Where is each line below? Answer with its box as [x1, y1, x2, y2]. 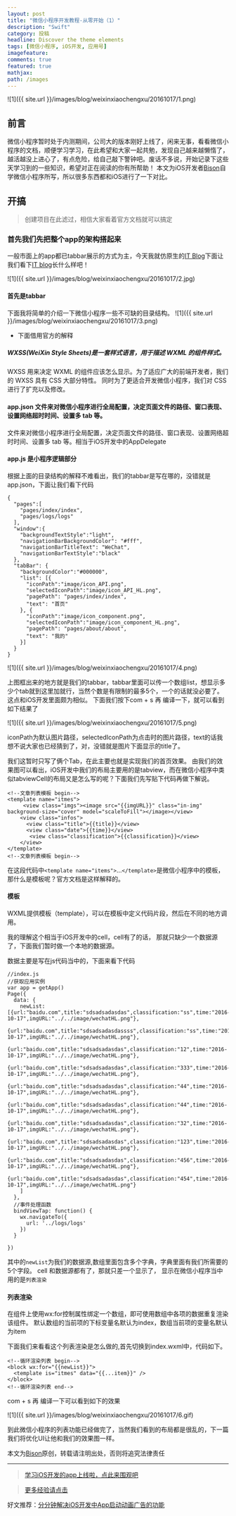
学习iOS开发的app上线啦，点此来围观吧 [24, 1471, 138, 1479]
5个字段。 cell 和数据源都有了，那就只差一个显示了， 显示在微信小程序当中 [7, 1267, 223, 1275]
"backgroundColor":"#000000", [20, 568, 109, 575]
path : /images [7, 75, 49, 83]
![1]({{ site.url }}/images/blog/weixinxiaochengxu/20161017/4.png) [7, 663, 198, 672]
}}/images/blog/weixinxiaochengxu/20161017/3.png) [7, 316, 158, 325]
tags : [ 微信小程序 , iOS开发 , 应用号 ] [7, 43, 107, 50]
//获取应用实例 [7, 978, 46, 986]
